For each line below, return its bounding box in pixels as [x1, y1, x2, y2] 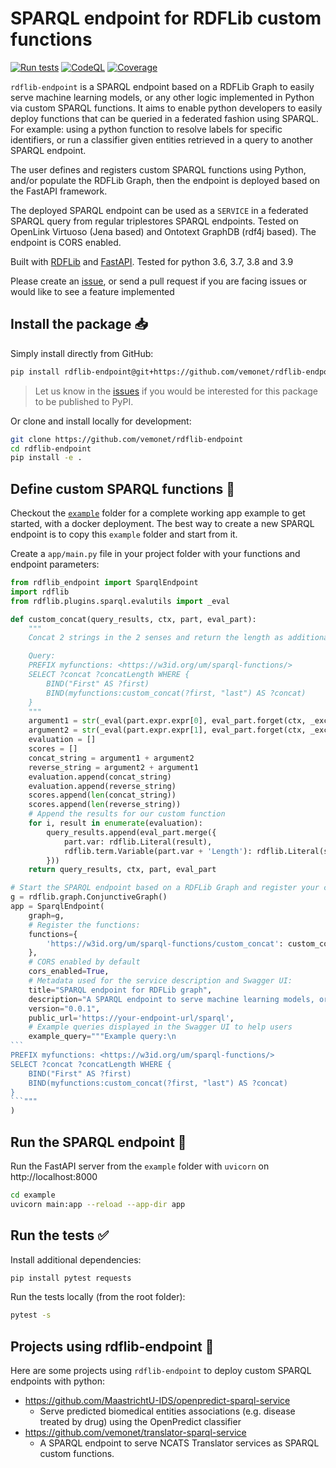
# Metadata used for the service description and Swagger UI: [28, 976, 293, 986]
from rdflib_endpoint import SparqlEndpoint [10, 578, 199, 588]
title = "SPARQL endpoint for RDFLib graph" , [28, 985, 213, 995]
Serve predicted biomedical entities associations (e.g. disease [39, 1405, 296, 1417]
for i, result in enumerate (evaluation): [28, 818, 203, 829]
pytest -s [10, 1310, 52, 1321]
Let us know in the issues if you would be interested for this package [34, 385, 318, 397]
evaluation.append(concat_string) [28, 772, 172, 782]
